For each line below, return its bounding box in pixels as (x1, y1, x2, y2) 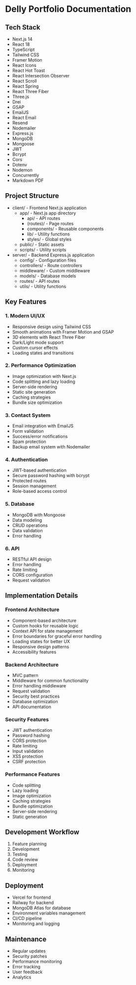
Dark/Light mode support (12, 339, 64, 345)
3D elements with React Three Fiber (12, 334, 86, 340)
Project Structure (5, 192, 59, 200)
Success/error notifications (12, 434, 68, 440)
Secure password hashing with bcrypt (12, 473, 90, 478)
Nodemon (12, 167, 33, 173)
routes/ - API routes (19, 278, 60, 284)
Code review (12, 856, 38, 863)
